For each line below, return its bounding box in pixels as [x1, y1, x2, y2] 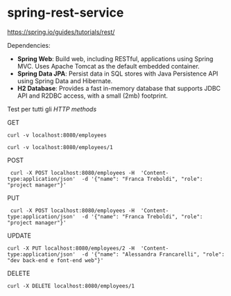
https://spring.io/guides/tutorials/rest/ [7, 28, 115, 36]
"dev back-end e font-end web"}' [7, 256, 104, 264]
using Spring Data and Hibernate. [17, 76, 113, 85]
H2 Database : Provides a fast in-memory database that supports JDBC [17, 84, 221, 92]
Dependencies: [7, 41, 51, 49]
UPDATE [7, 231, 31, 240]
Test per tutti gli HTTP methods [7, 105, 97, 113]
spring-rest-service [7, 5, 124, 21]
